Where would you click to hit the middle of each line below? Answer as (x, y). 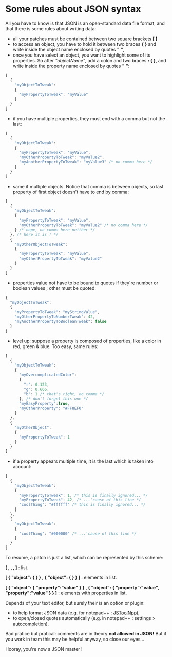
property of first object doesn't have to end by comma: (71, 192)
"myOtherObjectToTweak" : (41, 244)
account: (22, 467)
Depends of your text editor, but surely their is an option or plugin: (75, 603)
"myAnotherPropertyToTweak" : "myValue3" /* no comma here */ (86, 162)
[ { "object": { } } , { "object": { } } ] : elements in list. (61, 578)
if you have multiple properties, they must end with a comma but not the (89, 118)
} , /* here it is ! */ (34, 234)
